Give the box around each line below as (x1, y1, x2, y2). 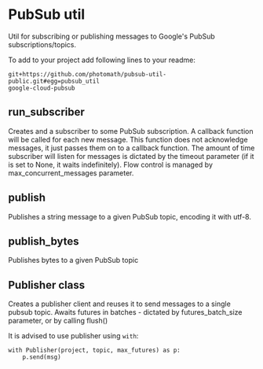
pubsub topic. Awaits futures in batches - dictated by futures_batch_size (8, 308, 243, 317)
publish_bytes (8, 234, 80, 248)
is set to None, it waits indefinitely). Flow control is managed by (8, 160, 214, 169)
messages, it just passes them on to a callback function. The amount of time (8, 143, 255, 153)
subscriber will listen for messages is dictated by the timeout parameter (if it (8, 151, 254, 161)
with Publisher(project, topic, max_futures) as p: (8, 346, 181, 355)
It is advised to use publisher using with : (8, 331, 139, 341)
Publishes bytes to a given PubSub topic (8, 256, 139, 265)
